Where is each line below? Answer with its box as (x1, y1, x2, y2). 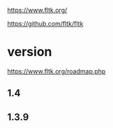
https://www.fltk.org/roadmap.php (7, 66, 106, 76)
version (7, 44, 52, 60)
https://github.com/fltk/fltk (7, 20, 84, 27)
